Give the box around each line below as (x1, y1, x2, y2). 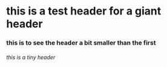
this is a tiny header (6, 53, 55, 61)
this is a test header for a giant (6, 4, 162, 18)
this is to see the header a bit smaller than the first (6, 39, 156, 47)
